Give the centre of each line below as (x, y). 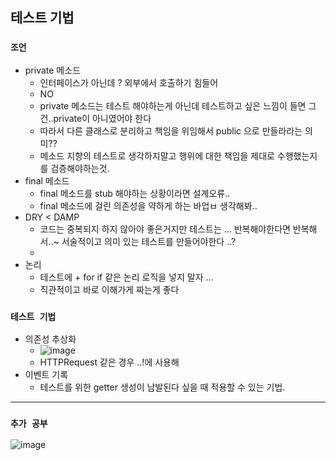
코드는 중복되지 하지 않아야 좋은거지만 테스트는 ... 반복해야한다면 (165, 229)
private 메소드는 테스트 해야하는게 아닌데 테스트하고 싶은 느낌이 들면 (173, 105)
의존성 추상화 (50, 339)
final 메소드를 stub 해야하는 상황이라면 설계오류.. (135, 193)
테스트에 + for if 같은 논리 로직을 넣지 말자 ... (126, 277)
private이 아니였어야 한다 (102, 118)
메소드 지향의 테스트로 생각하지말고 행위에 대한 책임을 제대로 (157, 155)
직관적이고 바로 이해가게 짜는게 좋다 (109, 289)
